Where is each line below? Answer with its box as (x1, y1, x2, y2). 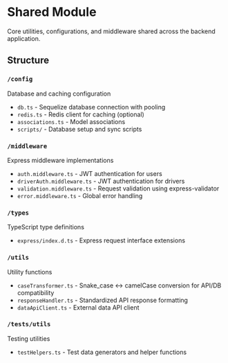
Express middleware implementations (7, 156, 114, 164)
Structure (7, 55, 50, 67)
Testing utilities (7, 334, 50, 343)
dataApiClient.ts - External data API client (17, 303, 140, 312)
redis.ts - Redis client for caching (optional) (17, 110, 145, 118)
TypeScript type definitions (7, 223, 85, 231)
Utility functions (7, 267, 53, 276)
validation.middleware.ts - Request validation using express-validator (17, 184, 220, 193)
